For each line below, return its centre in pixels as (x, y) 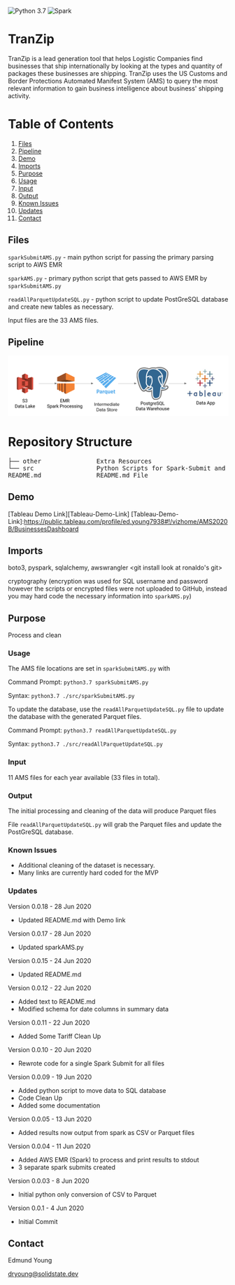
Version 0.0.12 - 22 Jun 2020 (50, 988)
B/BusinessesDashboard (43, 529)
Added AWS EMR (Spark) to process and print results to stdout (108, 1159)
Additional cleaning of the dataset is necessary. (87, 866)
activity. (19, 95)
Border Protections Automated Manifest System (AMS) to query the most (113, 81)
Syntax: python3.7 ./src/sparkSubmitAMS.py (71, 696)
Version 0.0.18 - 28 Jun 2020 (50, 906)
